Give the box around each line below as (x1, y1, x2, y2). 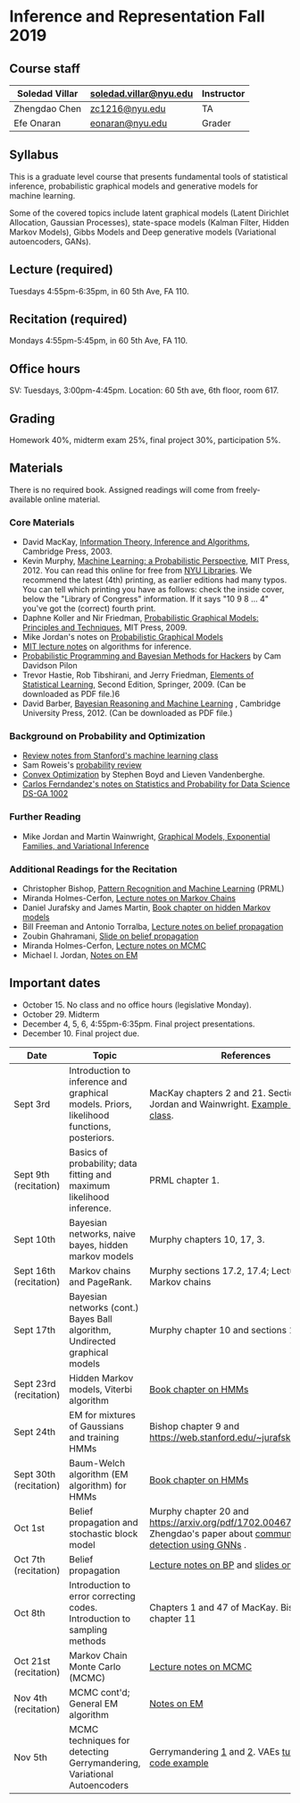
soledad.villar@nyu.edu (89, 88, 194, 99)
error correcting (69, 1590, 136, 1603)
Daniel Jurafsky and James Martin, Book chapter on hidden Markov (21, 902, 271, 914)
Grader (201, 117, 232, 129)
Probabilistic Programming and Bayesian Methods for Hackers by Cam (21, 651, 281, 661)
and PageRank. (69, 1275, 132, 1288)
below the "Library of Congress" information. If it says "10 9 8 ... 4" (21, 593, 270, 605)
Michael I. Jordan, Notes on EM (21, 950, 138, 961)
